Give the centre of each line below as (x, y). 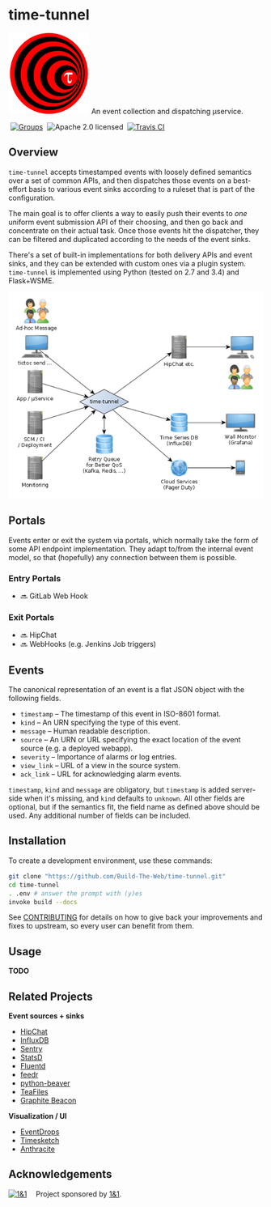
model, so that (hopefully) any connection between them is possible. (123, 557)
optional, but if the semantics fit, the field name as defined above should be (134, 807)
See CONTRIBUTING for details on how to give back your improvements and (135, 917)
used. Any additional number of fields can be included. (100, 816)
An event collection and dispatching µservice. (167, 111)
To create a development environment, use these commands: (110, 861)
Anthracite (37, 1149)
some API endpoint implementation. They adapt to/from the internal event (131, 549)
